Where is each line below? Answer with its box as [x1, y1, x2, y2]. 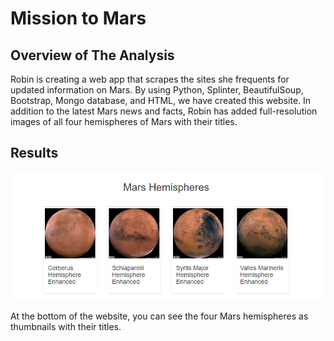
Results [10, 145, 59, 162]
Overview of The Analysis [10, 47, 175, 64]
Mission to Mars [10, 7, 147, 30]
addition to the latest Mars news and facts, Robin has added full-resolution [10, 105, 318, 117]
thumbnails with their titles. [10, 320, 122, 332]
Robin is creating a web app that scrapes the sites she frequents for [10, 73, 290, 85]
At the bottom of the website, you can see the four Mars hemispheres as [10, 310, 309, 322]
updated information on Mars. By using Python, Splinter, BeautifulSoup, [10, 84, 304, 96]
